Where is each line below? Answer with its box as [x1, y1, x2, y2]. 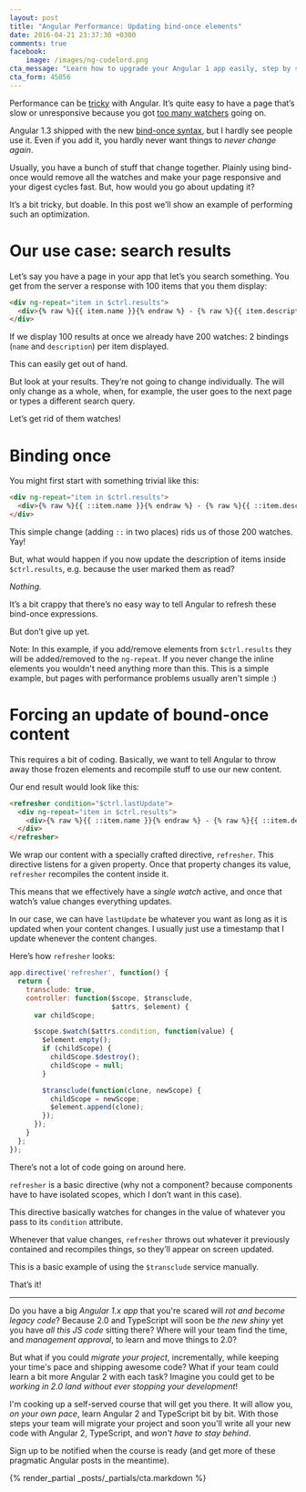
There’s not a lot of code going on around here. [9, 1161, 187, 1172]
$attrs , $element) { [110, 1002, 189, 1011]
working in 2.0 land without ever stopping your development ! [9, 1381, 239, 1392]
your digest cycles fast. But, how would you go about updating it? [9, 181, 255, 192]
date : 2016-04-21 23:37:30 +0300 [9, 30, 137, 39]
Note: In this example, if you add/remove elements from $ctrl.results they [9, 643, 292, 654]
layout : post [9, 13, 59, 23]
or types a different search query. [9, 395, 136, 406]
